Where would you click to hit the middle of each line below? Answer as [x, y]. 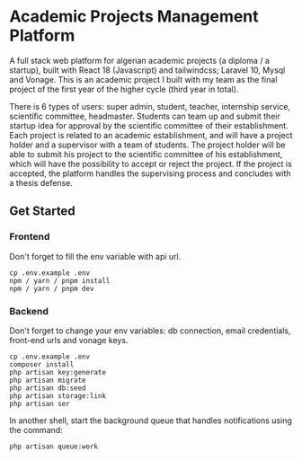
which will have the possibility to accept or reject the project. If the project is [151, 164]
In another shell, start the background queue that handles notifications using [151, 420]
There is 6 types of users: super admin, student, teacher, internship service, [150, 106]
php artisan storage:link [58, 396]
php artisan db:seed [48, 388]
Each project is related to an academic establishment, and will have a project [151, 135]
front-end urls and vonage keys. [69, 340]
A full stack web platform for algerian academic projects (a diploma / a [139, 60]
